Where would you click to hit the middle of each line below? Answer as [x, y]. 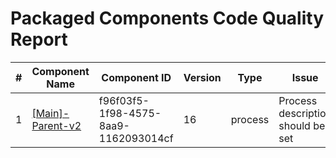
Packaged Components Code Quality [167, 18]
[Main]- [50, 113]
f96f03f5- [124, 100]
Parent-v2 [56, 125]
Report [39, 39]
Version [202, 77]
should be [302, 125]
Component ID [136, 77]
